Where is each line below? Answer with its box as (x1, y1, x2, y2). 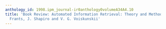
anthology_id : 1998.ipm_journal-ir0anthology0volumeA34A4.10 (5, 7, 134, 12)
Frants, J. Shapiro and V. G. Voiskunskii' (9, 16, 100, 21)
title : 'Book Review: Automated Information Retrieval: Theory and (5, 12, 147, 17)
